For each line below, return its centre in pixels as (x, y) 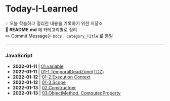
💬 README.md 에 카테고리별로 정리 (41, 29)
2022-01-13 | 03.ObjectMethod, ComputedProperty (67, 93)
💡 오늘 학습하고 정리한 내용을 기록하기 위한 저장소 (54, 23)
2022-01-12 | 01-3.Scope (39, 82)
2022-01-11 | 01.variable (38, 66)
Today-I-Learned (42, 9)
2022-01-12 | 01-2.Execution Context (52, 77)
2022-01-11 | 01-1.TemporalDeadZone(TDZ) (58, 72)
